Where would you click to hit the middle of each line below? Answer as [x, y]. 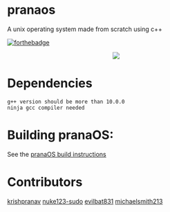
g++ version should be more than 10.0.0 [66, 102]
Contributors [45, 182]
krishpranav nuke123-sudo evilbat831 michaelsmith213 [85, 201]
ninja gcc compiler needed [46, 108]
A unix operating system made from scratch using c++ [85, 29]
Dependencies [50, 83]
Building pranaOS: [60, 135]
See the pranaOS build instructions [57, 154]
